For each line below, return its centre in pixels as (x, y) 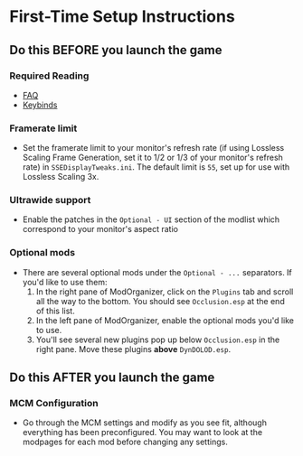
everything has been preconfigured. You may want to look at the (142, 433)
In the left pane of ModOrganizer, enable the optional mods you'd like (165, 320)
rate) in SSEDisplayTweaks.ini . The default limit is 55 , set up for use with (156, 167)
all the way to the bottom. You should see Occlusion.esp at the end (160, 301)
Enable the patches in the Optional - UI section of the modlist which (151, 219)
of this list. (55, 311)
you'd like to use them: (65, 282)
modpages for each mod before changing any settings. (125, 442)
